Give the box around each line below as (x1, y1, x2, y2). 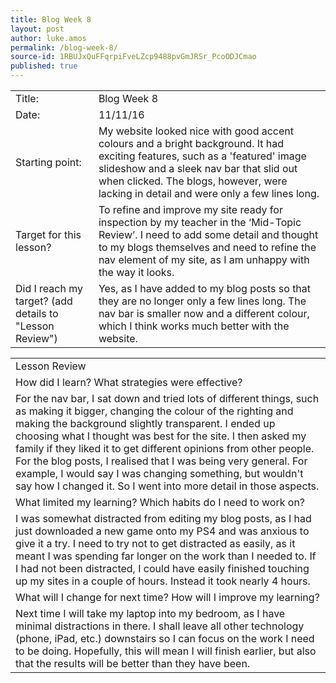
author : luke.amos (10, 33, 87, 43)
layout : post (10, 24, 65, 34)
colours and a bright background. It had (98, 137, 285, 150)
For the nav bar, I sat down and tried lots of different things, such (15, 392, 320, 405)
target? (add (15, 294, 73, 308)
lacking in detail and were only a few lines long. (98, 187, 320, 200)
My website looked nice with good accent (98, 124, 294, 138)
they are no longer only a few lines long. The (98, 294, 307, 308)
